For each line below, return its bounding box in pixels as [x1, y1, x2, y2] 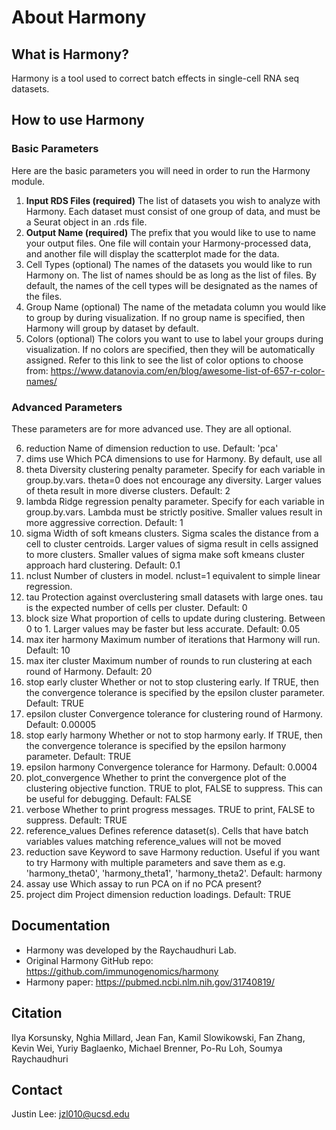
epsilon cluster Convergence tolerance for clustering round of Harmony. [25, 707, 324, 720]
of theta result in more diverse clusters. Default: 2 [25, 484, 231, 496]
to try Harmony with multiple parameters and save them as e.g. [25, 856, 286, 868]
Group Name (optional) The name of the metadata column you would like [25, 301, 327, 313]
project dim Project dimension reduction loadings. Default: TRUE [25, 888, 292, 900]
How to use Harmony [11, 112, 145, 129]
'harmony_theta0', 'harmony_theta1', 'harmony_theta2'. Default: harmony [25, 867, 323, 879]
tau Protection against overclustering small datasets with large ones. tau [25, 591, 324, 603]
